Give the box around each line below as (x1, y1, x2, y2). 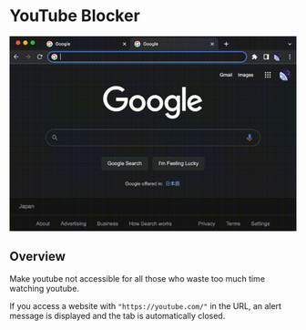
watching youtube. (9, 283, 80, 294)
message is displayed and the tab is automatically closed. (9, 310, 226, 321)
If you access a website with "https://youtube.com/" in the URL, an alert (9, 300, 282, 311)
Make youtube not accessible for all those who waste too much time (9, 273, 266, 284)
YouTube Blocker (9, 5, 141, 26)
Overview (9, 249, 66, 264)
